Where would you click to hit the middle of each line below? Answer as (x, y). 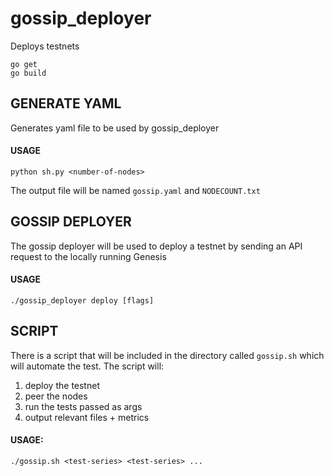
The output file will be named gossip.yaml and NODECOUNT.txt (135, 190)
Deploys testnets (45, 46)
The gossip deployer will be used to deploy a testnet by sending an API (156, 246)
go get (24, 64)
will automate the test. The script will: (87, 366)
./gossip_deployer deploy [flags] (82, 300)
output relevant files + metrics (87, 417)
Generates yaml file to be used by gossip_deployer (115, 128)
